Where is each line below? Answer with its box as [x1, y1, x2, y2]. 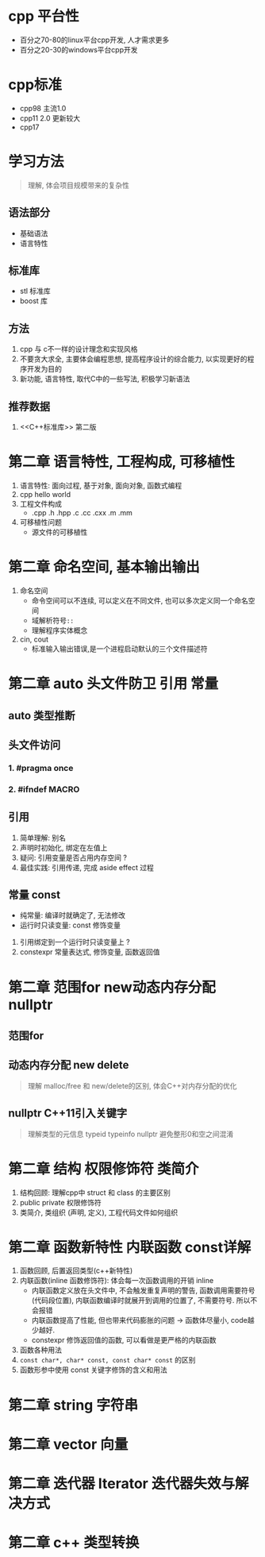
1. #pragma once [8, 762, 74, 773]
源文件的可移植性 [31, 527, 88, 537]
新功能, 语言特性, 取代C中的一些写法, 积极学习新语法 [19, 374, 190, 383]
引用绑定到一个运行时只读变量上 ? [19, 938, 130, 947]
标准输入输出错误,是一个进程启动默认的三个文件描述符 [31, 644, 208, 653]
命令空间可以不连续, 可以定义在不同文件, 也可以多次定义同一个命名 [31, 595, 248, 605]
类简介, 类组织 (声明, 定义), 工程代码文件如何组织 [19, 1208, 179, 1217]
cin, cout [19, 634, 49, 644]
